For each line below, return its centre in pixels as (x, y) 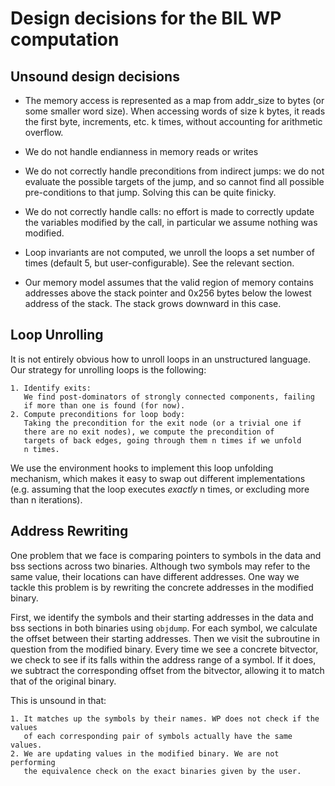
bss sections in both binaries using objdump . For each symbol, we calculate (164, 628)
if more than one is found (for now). (104, 405)
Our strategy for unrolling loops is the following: (108, 369)
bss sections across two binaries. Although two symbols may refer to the (160, 566)
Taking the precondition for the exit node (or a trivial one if (162, 423)
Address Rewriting (69, 531)
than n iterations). (46, 499)
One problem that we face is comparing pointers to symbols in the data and (166, 555)
